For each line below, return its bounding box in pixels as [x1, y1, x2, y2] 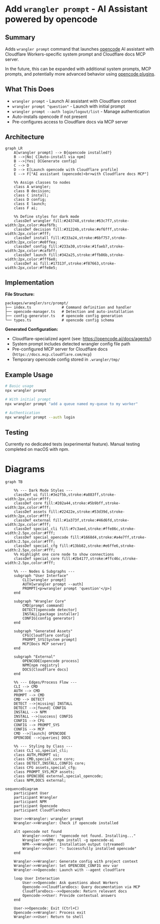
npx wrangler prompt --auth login [5, 415, 75, 420]
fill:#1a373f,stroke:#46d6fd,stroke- [53, 518, 130, 523]
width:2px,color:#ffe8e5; [5, 265, 57, 270]
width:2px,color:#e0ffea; [5, 240, 57, 245]
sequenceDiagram [5, 787, 38, 791]
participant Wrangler [14, 795, 57, 800]
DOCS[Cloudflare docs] [22, 667, 69, 672]
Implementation [5, 279, 54, 287]
